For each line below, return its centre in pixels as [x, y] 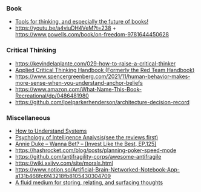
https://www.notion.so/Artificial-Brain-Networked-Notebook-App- [97, 169]
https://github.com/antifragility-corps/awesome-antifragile [88, 156]
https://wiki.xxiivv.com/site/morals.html [64, 163]
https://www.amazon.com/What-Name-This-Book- [78, 89]
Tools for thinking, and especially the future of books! [82, 22]
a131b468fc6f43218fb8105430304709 [63, 176]
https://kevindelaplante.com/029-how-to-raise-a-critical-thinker [95, 63]
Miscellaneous [28, 118]
